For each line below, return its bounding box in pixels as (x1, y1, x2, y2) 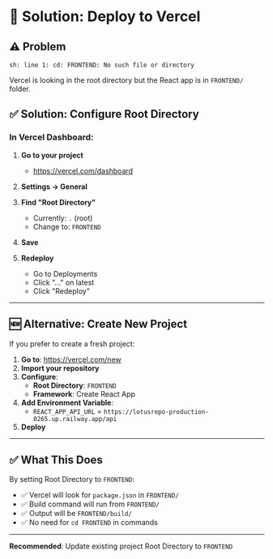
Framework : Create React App (32, 389, 136, 398)
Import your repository (20, 363, 100, 372)
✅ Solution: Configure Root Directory (9, 107, 199, 121)
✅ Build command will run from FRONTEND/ (20, 499, 160, 510)
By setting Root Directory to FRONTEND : (9, 475, 134, 484)
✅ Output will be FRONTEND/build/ (20, 509, 133, 518)
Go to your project (20, 150, 83, 160)
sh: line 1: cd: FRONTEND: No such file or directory (9, 61, 195, 69)
